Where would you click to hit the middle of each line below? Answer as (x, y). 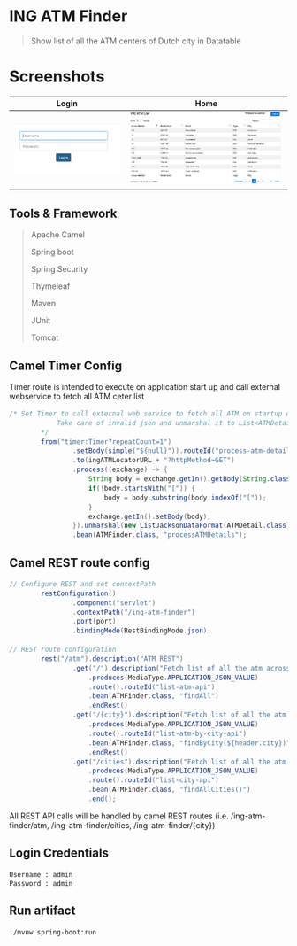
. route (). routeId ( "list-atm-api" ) (152, 687)
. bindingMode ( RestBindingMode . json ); (142, 631)
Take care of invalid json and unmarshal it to (146, 423)
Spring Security (59, 269)
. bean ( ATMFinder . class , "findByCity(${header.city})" (189, 743)
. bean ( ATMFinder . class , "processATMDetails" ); (160, 535)
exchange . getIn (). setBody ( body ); (150, 516)
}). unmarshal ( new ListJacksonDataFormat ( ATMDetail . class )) (183, 526)
